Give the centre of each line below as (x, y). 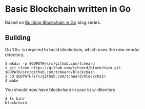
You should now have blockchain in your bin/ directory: (61, 90)
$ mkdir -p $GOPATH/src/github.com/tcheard (50, 64)
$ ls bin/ (15, 98)
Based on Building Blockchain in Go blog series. (53, 22)
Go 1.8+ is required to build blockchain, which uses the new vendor (72, 49)
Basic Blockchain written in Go (68, 9)
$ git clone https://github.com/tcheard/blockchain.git (63, 68)
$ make (12, 81)
